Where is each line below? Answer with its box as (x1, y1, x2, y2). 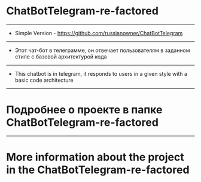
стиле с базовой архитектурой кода (14, 53, 107, 60)
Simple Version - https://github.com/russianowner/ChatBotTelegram (14, 29, 183, 36)
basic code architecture (14, 76, 74, 84)
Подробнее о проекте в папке (6, 103, 163, 117)
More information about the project (6, 150, 184, 164)
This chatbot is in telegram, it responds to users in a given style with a (14, 70, 187, 77)
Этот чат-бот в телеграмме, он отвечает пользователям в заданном (14, 47, 190, 54)
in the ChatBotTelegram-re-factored (6, 163, 190, 177)
